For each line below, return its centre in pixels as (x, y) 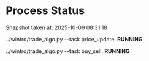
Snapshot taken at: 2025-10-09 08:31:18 (57, 27)
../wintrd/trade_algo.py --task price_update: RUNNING (74, 39)
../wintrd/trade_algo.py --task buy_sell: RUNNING (68, 51)
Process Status (45, 11)
